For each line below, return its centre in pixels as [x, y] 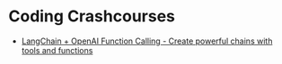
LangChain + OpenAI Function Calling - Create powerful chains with [147, 41]
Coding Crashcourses [92, 16]
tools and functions [57, 50]
